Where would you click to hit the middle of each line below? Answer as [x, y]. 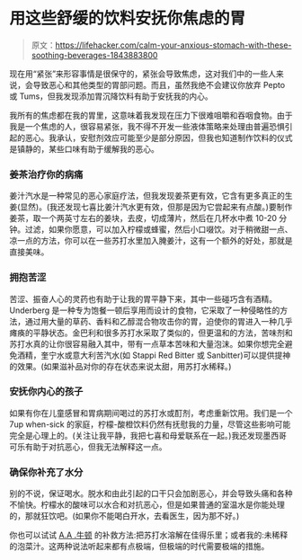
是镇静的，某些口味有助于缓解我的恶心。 [84, 148]
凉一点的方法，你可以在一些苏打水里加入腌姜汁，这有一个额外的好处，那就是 [151, 241]
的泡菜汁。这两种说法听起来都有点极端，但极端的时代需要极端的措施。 [139, 547]
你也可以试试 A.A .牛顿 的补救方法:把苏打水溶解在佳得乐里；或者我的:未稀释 [149, 535]
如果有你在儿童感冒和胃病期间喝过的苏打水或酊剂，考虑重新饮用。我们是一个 [151, 413]
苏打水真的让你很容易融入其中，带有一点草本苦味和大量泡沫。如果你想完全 [147, 343]
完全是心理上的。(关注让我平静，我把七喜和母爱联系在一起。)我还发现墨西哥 [148, 435]
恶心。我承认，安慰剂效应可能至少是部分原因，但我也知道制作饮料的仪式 [159, 138]
